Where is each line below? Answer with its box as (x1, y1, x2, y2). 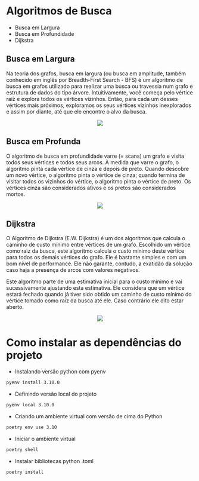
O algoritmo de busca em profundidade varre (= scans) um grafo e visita (6, 152, 185, 160)
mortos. (6, 190, 26, 198)
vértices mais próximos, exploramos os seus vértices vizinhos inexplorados (6, 102, 192, 109)
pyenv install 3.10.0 (6, 379, 60, 386)
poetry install (6, 469, 44, 475)
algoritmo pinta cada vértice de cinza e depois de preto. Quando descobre (6, 165, 189, 172)
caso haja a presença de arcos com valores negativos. (6, 266, 140, 274)
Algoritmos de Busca (6, 4, 112, 18)
